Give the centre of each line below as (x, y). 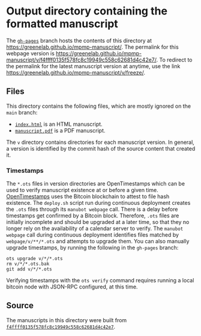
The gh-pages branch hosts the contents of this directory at (79, 40)
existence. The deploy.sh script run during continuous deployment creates (98, 203)
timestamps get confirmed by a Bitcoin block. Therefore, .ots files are (93, 216)
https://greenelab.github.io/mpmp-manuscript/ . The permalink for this (92, 47)
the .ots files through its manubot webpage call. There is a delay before (92, 210)
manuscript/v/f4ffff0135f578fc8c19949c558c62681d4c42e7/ (82, 60)
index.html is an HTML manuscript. (59, 124)
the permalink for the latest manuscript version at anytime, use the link (93, 66)
